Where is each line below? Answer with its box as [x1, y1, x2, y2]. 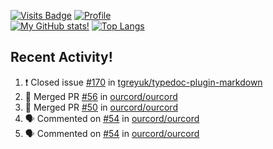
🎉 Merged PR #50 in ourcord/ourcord [24, 101, 178, 113]
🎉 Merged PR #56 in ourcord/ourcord [24, 90, 178, 102]
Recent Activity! [10, 49, 113, 66]
